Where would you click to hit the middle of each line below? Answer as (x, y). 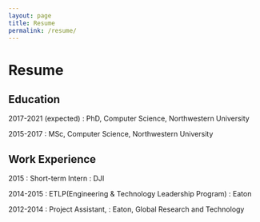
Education (34, 99)
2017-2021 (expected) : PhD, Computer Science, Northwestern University (129, 119)
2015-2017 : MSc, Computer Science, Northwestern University (111, 134)
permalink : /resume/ (43, 30)
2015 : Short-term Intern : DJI (56, 178)
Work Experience (52, 159)
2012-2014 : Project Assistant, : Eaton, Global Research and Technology (126, 209)
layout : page (30, 16)
